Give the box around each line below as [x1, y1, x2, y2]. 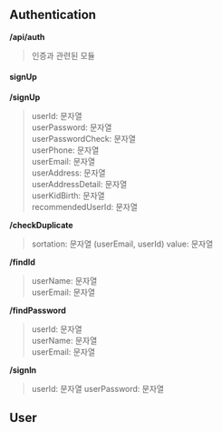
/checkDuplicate [9, 220, 74, 231]
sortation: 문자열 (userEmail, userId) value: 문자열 [31, 238, 214, 249]
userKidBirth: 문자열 [31, 190, 106, 201]
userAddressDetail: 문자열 [31, 179, 128, 190]
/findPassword [9, 305, 66, 316]
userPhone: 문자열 [31, 145, 100, 156]
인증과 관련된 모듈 [31, 50, 95, 61]
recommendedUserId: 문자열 [31, 202, 139, 213]
